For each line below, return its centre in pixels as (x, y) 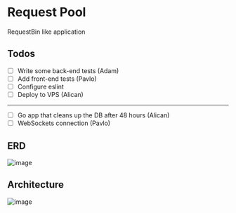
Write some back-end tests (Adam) (68, 70)
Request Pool (47, 12)
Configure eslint (41, 86)
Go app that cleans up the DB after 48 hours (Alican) (93, 115)
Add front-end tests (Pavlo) (57, 79)
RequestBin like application (46, 32)
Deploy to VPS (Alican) (51, 94)
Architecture (36, 185)
